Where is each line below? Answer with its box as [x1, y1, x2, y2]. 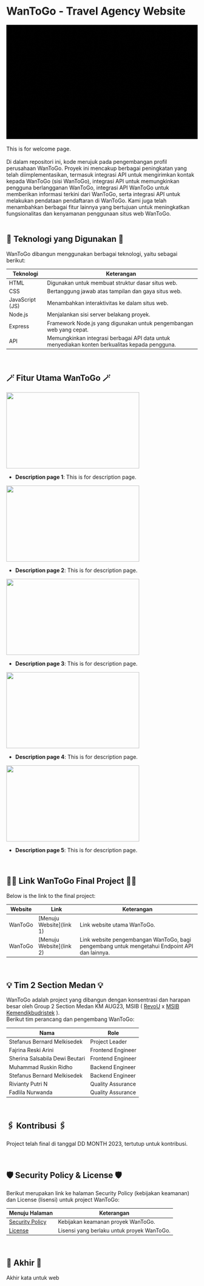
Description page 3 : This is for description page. [15, 660, 138, 668]
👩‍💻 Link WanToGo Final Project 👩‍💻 [6, 876, 137, 886]
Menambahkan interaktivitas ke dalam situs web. [47, 299, 169, 306]
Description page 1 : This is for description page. [15, 473, 137, 481]
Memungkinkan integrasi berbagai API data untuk [47, 334, 171, 342]
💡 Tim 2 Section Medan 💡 [6, 980, 103, 991]
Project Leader [90, 1037, 127, 1045]
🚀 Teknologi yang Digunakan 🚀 [6, 234, 124, 244]
